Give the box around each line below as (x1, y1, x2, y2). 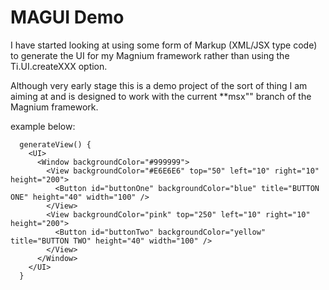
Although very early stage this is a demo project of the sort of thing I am (10, 79, 308, 91)
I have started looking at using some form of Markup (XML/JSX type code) (10, 39, 318, 51)
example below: (10, 120, 76, 132)
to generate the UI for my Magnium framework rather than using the (10, 49, 290, 61)
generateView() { (19, 139, 92, 150)
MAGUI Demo (10, 6, 125, 29)
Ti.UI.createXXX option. (10, 60, 108, 72)
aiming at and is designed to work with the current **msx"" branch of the (10, 90, 312, 102)
